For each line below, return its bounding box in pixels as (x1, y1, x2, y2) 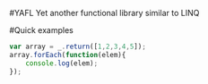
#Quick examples (9, 25, 74, 35)
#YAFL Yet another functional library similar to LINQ (9, 8, 200, 18)
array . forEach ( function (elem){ (9, 50, 126, 59)
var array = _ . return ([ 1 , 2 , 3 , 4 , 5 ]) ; (9, 42, 146, 51)
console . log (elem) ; (25, 58, 99, 68)
